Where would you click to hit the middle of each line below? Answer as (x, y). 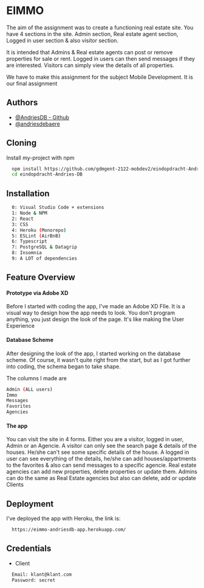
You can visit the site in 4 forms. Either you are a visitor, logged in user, (95, 439)
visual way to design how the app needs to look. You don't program (90, 313)
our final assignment (32, 83)
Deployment (30, 504)
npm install (27, 169)
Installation (28, 193)
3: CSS (20, 224)
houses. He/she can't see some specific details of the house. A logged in (98, 452)
